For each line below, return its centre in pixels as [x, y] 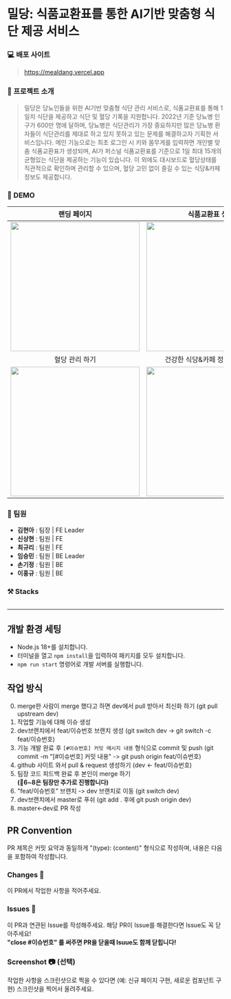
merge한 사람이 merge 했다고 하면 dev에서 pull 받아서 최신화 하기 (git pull [117, 706]
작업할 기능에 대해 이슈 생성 [54, 722]
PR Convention [40, 830]
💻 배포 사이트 [29, 55]
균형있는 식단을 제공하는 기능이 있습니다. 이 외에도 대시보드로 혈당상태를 [120, 159]
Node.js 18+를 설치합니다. [52, 647]
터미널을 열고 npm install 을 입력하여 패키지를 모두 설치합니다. [101, 655]
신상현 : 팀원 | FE [40, 539]
